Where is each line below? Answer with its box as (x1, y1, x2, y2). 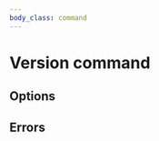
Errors (9, 119, 45, 135)
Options (9, 88, 56, 105)
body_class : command (9, 13, 88, 23)
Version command (9, 52, 151, 73)
